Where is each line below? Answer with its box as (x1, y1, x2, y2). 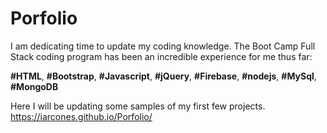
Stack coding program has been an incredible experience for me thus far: (10, 50, 313, 62)
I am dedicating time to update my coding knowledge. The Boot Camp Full (10, 40, 316, 52)
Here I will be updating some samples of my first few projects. (10, 100, 266, 112)
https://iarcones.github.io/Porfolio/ (10, 110, 153, 122)
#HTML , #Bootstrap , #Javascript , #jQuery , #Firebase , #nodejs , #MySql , (10, 70, 317, 82)
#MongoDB (10, 80, 59, 92)
